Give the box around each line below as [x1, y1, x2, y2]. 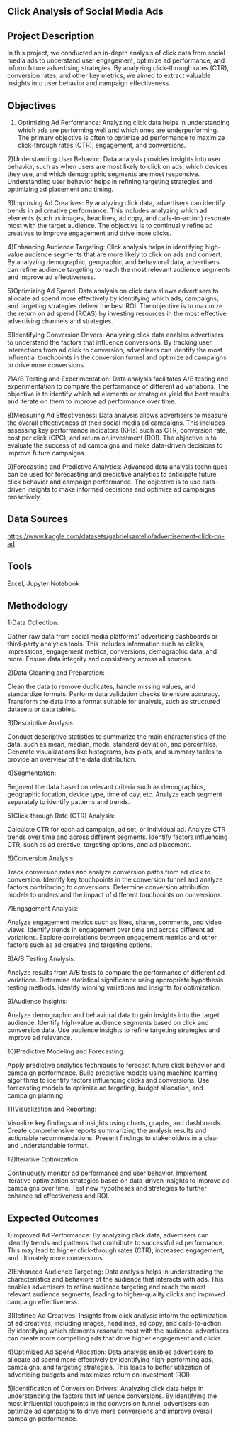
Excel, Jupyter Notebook [7, 579, 80, 587]
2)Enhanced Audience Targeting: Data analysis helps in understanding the [7, 1267, 224, 1276]
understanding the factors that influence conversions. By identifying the [7, 1392, 217, 1400]
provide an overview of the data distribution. [7, 755, 137, 764]
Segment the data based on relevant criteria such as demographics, [7, 783, 205, 791]
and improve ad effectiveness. [7, 273, 96, 281]
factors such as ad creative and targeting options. [7, 941, 153, 949]
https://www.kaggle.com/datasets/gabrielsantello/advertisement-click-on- [7, 532, 225, 541]
